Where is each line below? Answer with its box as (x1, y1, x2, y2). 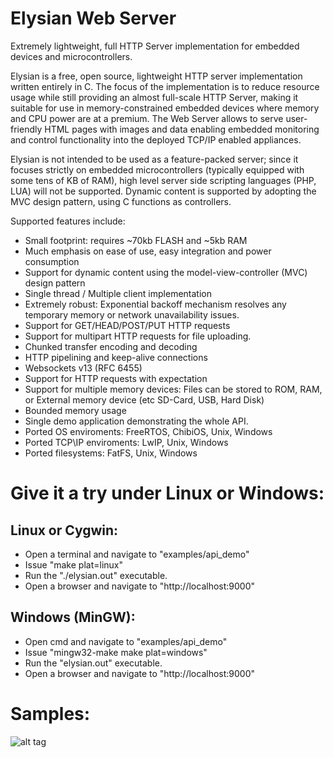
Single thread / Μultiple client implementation (24, 287, 212, 299)
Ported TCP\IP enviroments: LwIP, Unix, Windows (24, 436, 229, 448)
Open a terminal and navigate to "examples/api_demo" (24, 548, 250, 560)
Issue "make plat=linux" (24, 558, 123, 571)
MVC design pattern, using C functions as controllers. (10, 195, 232, 207)
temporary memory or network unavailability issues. (24, 308, 240, 321)
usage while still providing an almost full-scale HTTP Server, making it (10, 91, 299, 103)
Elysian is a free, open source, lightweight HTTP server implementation (10, 70, 303, 82)
